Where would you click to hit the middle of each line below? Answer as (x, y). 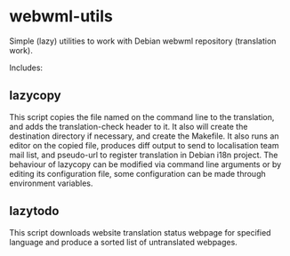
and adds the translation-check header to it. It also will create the (129, 126)
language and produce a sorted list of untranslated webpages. (123, 242)
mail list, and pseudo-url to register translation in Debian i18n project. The (144, 155)
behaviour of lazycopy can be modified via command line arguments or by (145, 164)
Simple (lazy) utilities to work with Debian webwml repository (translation (143, 41)
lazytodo (34, 211)
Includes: (26, 68)
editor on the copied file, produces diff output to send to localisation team (144, 145)
